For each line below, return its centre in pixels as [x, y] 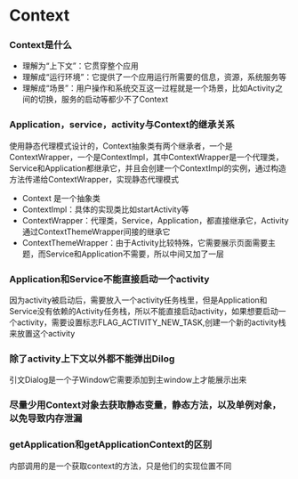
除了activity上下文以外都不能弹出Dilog [92, 359]
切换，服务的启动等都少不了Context [103, 100]
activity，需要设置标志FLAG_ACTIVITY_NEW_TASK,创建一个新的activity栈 [151, 322]
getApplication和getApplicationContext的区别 [111, 444]
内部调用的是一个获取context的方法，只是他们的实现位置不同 [121, 466]
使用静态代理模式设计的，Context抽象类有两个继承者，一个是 [121, 146]
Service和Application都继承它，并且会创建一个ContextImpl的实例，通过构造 [148, 168]
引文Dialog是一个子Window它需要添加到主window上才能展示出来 [128, 380]
